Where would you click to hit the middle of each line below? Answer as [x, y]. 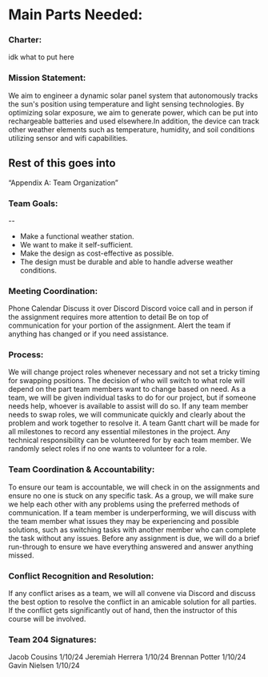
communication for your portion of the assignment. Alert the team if [120, 325]
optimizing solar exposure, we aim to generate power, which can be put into [133, 112]
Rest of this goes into [62, 163]
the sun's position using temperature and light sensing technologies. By [126, 104]
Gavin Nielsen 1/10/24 [44, 666]
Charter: [25, 40]
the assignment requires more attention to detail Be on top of [109, 317]
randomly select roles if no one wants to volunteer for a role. [108, 449]
